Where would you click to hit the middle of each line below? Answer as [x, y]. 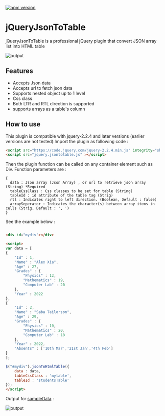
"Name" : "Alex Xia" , [36, 262]
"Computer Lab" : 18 [44, 335]
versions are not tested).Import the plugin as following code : [67, 141]
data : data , [28, 371]
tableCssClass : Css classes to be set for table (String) [71, 191]
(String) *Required [25, 187]
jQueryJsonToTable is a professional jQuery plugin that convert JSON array [81, 41]
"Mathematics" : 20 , [44, 330]
